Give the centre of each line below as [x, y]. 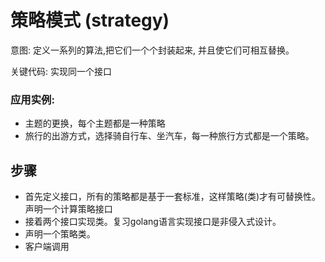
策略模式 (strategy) [90, 20]
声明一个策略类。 [60, 234]
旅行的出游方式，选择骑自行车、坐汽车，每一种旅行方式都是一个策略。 [169, 136]
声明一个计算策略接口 [68, 209]
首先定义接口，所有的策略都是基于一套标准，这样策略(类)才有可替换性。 [173, 197]
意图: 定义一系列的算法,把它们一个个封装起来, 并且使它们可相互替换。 [152, 50]
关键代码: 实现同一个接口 [61, 71]
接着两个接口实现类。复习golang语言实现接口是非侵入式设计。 [153, 222]
